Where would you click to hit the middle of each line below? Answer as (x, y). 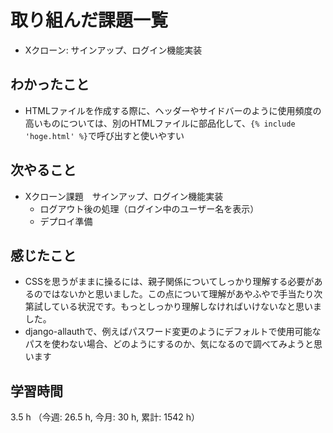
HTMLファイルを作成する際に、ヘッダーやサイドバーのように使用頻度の (173, 110)
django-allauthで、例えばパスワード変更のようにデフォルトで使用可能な (173, 332)
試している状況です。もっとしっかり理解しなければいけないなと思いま (177, 307)
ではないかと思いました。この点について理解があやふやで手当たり (178, 294)
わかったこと (50, 84)
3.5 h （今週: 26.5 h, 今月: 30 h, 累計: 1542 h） (105, 417)
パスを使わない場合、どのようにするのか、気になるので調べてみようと (169, 344)
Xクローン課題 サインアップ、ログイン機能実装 (124, 196)
